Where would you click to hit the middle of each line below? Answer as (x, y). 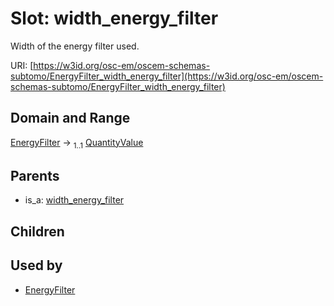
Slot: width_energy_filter (114, 18)
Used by (36, 265)
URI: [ (22, 65)
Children (37, 231)
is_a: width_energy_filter (74, 200)
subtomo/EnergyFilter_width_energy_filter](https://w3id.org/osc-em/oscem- (167, 76)
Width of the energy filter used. (75, 46)
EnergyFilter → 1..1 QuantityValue (77, 143)
